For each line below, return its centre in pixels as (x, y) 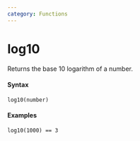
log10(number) (28, 100)
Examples (22, 115)
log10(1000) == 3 (33, 130)
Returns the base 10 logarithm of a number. (70, 69)
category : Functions (38, 14)
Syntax (18, 85)
